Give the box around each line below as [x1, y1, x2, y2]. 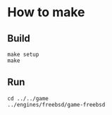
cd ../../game [7, 95, 49, 102]
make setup [7, 51, 39, 58]
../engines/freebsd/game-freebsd [7, 101, 106, 108]
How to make [7, 4, 86, 20]
